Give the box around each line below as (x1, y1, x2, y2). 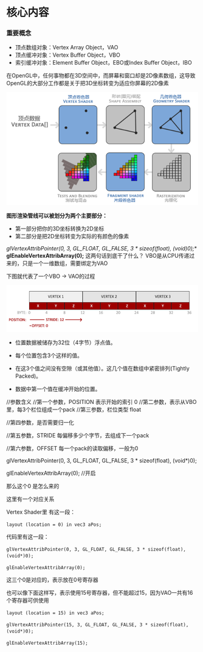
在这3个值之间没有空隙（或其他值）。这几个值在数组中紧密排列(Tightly (15, 365, 190, 372)
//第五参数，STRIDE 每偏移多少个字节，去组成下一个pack (6, 432, 150, 439)
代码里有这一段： (6, 533, 49, 540)
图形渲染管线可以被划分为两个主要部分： (6, 212, 108, 219)
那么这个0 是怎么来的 (6, 483, 60, 490)
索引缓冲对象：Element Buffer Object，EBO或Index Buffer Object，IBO (15, 59, 193, 66)
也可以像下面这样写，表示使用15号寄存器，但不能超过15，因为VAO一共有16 (6, 589, 193, 597)
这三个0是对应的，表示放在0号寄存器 (6, 576, 98, 584)
